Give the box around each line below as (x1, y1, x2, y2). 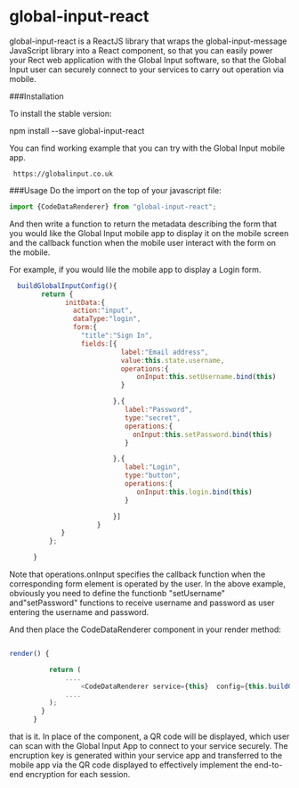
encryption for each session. (25, 769, 131, 780)
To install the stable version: (9, 108, 112, 119)
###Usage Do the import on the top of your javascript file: (9, 185, 222, 195)
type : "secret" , (124, 413, 181, 423)
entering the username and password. (9, 607, 149, 618)
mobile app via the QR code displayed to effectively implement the (9, 759, 253, 770)
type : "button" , (124, 471, 181, 480)
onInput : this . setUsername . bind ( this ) (136, 373, 277, 382)
